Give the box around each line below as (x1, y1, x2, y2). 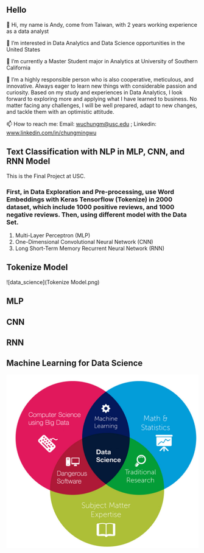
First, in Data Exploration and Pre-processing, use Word (6, 187, 175, 196)
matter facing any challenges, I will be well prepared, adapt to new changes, (6, 102, 198, 109)
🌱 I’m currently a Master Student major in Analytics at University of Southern (6, 57, 198, 64)
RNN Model (6, 156, 51, 167)
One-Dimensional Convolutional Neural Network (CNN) (15, 238, 153, 245)
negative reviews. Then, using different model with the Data (6, 210, 187, 218)
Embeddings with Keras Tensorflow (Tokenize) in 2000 (6, 195, 172, 203)
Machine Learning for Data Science (6, 358, 143, 369)
